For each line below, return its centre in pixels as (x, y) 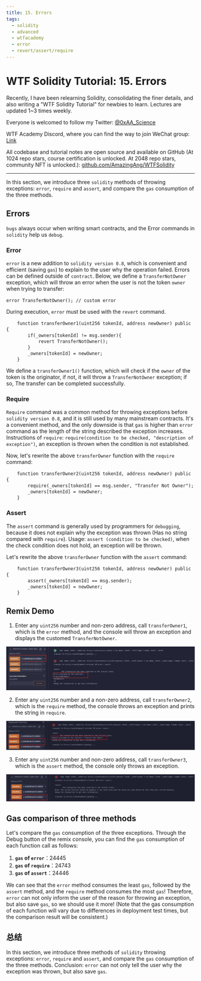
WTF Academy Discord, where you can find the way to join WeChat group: (98, 134)
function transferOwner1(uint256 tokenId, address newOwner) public (104, 323)
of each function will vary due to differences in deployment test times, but (97, 910)
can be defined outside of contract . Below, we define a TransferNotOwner (96, 276)
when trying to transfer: (35, 289)
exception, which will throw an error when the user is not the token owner (96, 282)
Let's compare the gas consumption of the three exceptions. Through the (96, 833)
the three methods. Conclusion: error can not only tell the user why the (94, 965)
